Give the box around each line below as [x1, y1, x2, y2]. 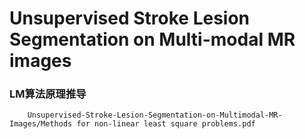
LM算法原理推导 [9, 87, 87, 101]
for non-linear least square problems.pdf [76, 119, 256, 129]
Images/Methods [9, 119, 73, 129]
